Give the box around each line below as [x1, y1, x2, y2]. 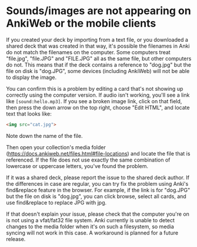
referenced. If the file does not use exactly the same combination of [6, 156, 171, 163]
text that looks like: [6, 110, 52, 117]
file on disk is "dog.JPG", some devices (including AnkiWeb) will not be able [6, 67, 190, 74]
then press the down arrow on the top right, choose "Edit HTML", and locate [6, 104, 190, 111]
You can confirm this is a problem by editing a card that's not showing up [6, 85, 183, 92]
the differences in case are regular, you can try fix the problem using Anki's [6, 180, 189, 187]
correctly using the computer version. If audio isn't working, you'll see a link [6, 91, 190, 98]
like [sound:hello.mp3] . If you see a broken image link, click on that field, [6, 97, 182, 104]
